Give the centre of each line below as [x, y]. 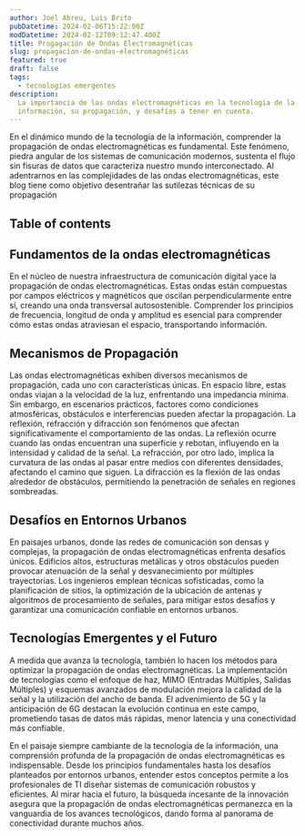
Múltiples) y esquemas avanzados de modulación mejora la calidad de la [146, 689]
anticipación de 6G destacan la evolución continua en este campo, [134, 709]
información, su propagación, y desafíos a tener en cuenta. [136, 111]
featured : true [38, 60]
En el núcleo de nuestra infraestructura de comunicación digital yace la [143, 276]
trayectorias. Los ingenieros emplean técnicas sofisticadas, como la [137, 581]
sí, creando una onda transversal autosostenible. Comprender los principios [152, 305]
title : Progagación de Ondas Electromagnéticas [102, 43]
